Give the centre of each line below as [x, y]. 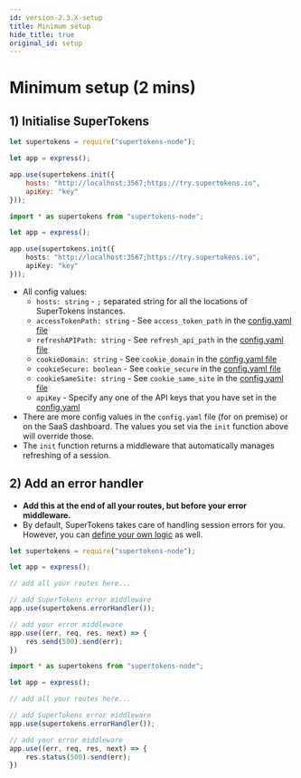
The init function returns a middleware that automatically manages [148, 446]
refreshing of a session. [66, 455]
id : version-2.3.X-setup [56, 18]
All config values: [55, 292]
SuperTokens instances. [80, 311]
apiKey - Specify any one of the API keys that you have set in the [156, 397]
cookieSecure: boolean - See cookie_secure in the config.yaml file [159, 369]
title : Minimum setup [50, 26]
